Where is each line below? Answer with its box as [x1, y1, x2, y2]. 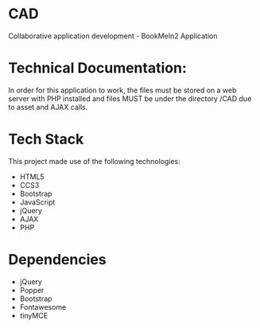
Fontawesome [19, 302, 67, 311]
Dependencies [8, 251, 107, 268]
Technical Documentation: [8, 59, 187, 77]
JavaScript [19, 197, 56, 207]
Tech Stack [8, 131, 84, 148]
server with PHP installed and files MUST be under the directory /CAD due [8, 93, 252, 103]
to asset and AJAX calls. [8, 102, 88, 111]
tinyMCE [19, 310, 49, 320]
